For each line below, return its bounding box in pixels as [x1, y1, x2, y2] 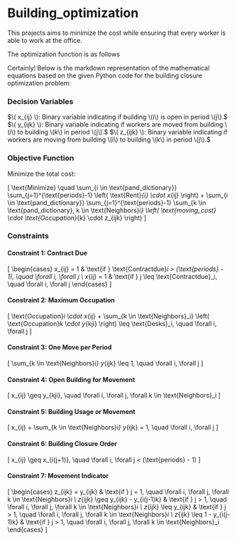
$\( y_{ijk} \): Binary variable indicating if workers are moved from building [7, 120, 224, 129]
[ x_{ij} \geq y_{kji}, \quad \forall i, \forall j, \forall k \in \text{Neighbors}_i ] [7, 391, 221, 400]
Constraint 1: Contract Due [7, 249, 87, 258]
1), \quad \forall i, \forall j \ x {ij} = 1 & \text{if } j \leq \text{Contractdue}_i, [7, 272, 218, 280]
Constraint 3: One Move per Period [7, 343, 112, 351]
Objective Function [7, 153, 75, 163]
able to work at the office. [7, 36, 83, 44]
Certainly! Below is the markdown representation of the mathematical [7, 63, 210, 72]
